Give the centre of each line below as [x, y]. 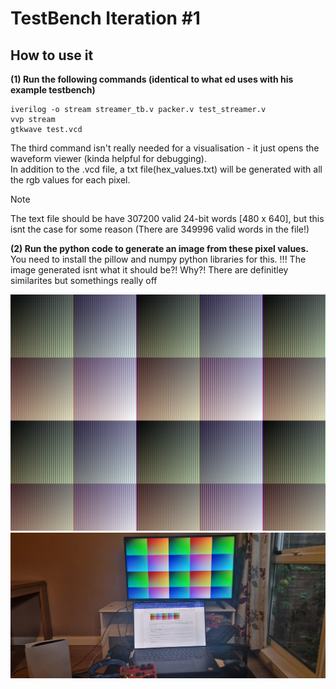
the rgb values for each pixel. [70, 180]
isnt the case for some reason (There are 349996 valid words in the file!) [160, 229]
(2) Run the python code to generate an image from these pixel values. [159, 248]
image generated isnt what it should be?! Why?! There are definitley [149, 270]
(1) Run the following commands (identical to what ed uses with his [152, 79]
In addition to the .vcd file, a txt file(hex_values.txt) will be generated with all [166, 169]
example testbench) [53, 90]
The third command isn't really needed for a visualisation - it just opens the [165, 148]
